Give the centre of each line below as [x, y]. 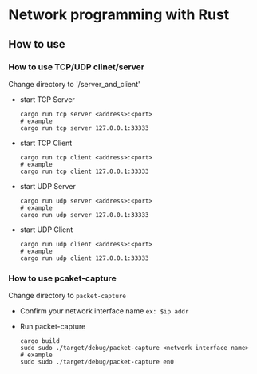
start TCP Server [47, 99]
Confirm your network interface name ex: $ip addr [104, 311]
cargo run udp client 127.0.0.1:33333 [84, 258]
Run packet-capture [53, 327]
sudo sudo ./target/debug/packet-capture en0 [97, 362]
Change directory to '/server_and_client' [75, 84]
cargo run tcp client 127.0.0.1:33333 [84, 171]
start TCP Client [46, 143]
